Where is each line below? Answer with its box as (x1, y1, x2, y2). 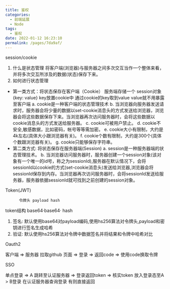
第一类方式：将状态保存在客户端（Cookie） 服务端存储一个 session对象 (12, 88, 162, 94)
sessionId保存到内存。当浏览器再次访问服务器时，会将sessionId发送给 (12, 170, 160, 176)
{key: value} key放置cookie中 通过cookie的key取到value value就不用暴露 (12, 94, 165, 100)
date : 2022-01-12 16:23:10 (5, 36, 62, 41)
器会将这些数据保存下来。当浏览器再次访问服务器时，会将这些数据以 (12, 114, 155, 120)
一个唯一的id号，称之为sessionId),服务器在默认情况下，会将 (21, 158, 146, 164)
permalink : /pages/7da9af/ (5, 41, 62, 46)
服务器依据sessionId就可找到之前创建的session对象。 (26, 177, 138, 183)
